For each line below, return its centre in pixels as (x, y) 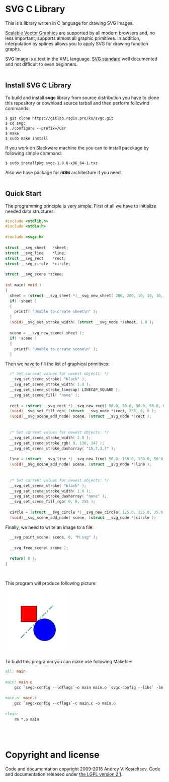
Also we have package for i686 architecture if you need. (64, 172)
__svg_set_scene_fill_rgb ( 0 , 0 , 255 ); (53, 502)
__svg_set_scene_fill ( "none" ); (45, 395)
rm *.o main (27, 719)
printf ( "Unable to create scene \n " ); (56, 349)
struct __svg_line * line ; (36, 253)
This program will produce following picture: (51, 583)
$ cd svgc (16, 123)
